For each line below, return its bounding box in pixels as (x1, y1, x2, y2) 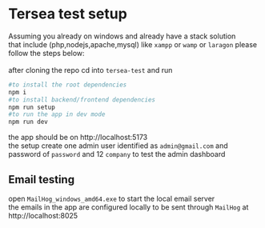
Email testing (8, 173, 74, 186)
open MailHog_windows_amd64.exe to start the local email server (8, 194, 215, 203)
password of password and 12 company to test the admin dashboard (8, 150, 226, 159)
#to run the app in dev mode (8, 110, 106, 118)
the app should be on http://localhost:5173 (8, 133, 148, 142)
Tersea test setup (8, 5, 128, 23)
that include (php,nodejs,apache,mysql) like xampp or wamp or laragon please (8, 39, 258, 49)
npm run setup (8, 103, 56, 111)
